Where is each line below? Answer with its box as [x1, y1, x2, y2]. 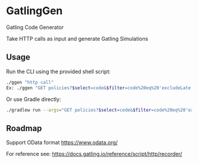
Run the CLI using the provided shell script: [6, 68, 111, 75]
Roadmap [6, 123, 42, 133]
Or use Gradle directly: [6, 96, 61, 103]
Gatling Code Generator [6, 24, 64, 31]
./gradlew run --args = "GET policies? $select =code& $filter [6, 107, 151, 113]
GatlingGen [6, 4, 63, 18]
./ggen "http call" [6, 79, 54, 85]
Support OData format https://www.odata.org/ [6, 139, 118, 146]
